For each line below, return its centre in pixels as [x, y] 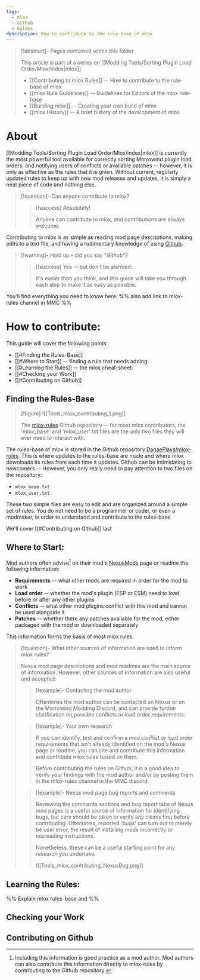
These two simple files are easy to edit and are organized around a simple [97, 504]
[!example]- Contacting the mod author [84, 690]
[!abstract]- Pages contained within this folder [77, 51]
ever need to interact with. [53, 437]
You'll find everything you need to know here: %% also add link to [87, 296]
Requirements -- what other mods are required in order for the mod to [101, 581]
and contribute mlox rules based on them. [87, 757]
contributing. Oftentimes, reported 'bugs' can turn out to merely [114, 823]
